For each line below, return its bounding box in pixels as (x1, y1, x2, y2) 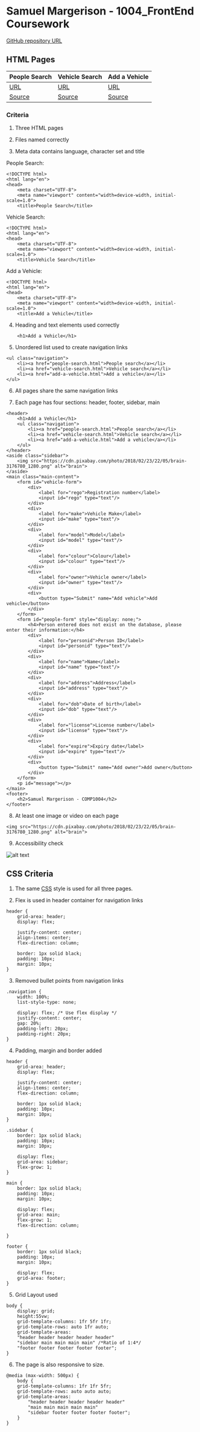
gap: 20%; (17, 1020, 42, 1026)
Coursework (6, 17, 70, 31)
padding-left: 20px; (17, 1026, 69, 1032)
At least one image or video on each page (14, 812, 119, 820)
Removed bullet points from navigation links (14, 977, 124, 984)
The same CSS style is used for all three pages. (14, 885, 133, 892)
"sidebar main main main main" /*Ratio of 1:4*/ (17, 1340, 142, 1346)
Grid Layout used (14, 1291, 58, 1298)
